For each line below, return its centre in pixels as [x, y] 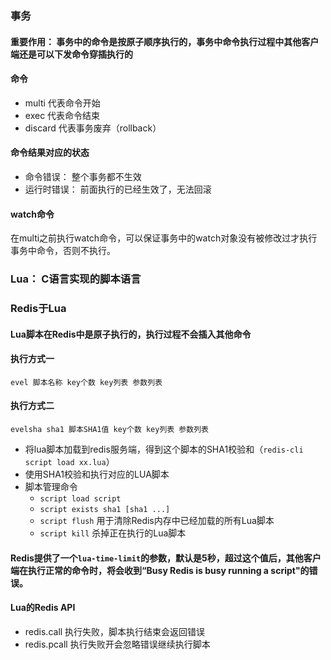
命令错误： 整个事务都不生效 [83, 176]
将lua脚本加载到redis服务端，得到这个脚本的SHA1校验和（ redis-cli [164, 449]
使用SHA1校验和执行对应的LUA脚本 [97, 474]
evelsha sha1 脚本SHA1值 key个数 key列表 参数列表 [109, 429]
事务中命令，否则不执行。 [63, 251]
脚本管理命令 [51, 486]
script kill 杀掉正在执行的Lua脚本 [113, 533]
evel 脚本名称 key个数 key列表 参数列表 [86, 382]
